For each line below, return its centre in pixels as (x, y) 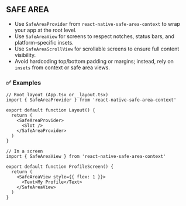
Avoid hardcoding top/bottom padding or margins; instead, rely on (94, 61)
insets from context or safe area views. (62, 67)
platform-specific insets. (44, 42)
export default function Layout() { (51, 110)
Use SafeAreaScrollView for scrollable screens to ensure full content (97, 49)
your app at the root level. (46, 30)
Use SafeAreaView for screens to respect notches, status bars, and (94, 36)
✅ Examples (24, 83)
